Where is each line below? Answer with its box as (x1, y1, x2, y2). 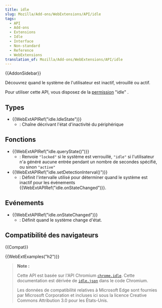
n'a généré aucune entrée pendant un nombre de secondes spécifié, (19, 159, 157, 165)
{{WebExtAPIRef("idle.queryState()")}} (12, 148, 90, 154)
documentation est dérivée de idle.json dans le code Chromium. (17, 277, 148, 283)
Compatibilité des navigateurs (5, 231, 99, 239)
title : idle (5, 7, 29, 12)
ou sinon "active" (19, 164, 56, 170)
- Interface (9, 39, 34, 44)
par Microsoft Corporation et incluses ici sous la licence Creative (17, 292, 147, 298)
